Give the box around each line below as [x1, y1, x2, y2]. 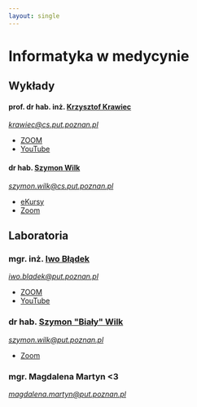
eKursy [20, 197, 45, 206]
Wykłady [8, 79, 55, 93]
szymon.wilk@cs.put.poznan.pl [8, 180, 114, 191]
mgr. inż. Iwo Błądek [8, 253, 90, 264]
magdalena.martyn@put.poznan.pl [8, 389, 126, 399]
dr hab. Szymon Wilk [8, 163, 81, 172]
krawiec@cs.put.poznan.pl [8, 119, 99, 130]
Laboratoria [8, 229, 69, 242]
